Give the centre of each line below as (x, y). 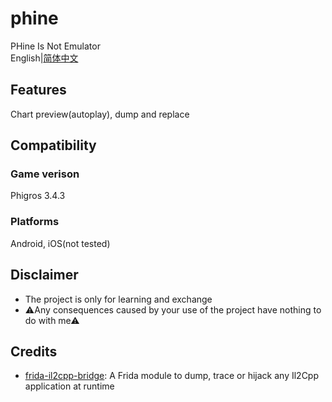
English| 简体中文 (44, 58)
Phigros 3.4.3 (38, 196)
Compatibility (53, 145)
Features (38, 90)
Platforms (35, 222)
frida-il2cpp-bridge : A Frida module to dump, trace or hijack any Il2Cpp (172, 376)
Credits (34, 351)
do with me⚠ (52, 320)
